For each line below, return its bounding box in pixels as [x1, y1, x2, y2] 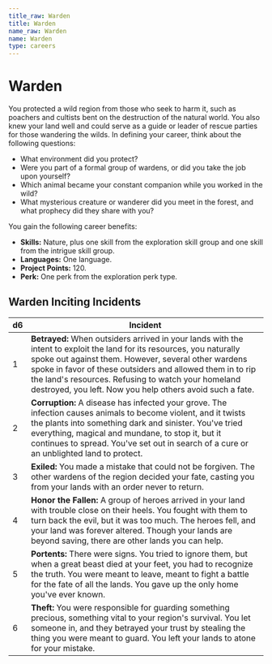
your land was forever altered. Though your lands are [31, 524, 233, 536]
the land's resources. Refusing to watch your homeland [31, 373, 241, 385]
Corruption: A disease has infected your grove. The [31, 397, 227, 408]
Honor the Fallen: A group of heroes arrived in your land [31, 494, 245, 506]
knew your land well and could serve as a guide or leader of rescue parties [8, 121, 257, 131]
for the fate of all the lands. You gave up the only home [31, 578, 239, 589]
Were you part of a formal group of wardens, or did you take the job [19, 163, 247, 173]
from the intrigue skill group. [19, 246, 115, 256]
